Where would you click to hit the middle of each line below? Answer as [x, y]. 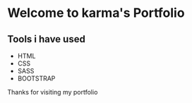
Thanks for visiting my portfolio [53, 92]
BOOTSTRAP [36, 78]
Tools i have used [47, 39]
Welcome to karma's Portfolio [96, 13]
